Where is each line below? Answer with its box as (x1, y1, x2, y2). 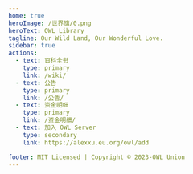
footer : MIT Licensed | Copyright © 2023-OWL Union (8, 153, 185, 161)
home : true (8, 11, 45, 20)
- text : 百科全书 (15, 57, 69, 65)
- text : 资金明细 (15, 101, 69, 109)
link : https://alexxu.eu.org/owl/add (23, 138, 150, 147)
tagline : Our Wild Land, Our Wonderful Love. (8, 34, 163, 42)
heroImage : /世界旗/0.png (8, 19, 92, 27)
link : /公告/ (23, 94, 64, 102)
